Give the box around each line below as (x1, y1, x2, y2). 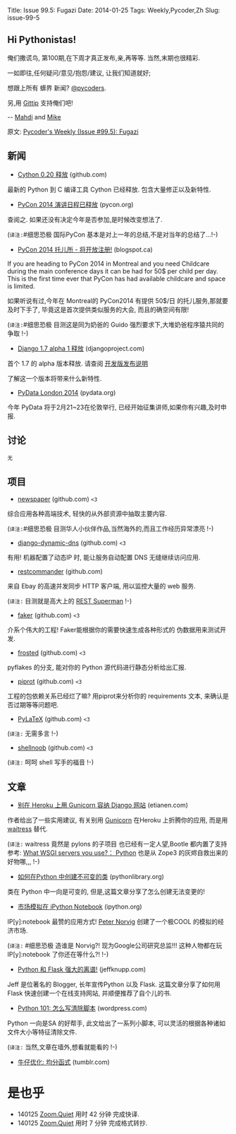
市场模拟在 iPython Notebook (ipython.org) (17, 902, 142, 911)
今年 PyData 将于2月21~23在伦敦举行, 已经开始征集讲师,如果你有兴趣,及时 (7, 403, 221, 411)
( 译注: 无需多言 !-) (7, 729, 58, 738)
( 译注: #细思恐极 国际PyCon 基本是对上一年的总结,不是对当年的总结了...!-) (7, 230, 218, 239)
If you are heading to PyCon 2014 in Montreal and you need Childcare (7, 259, 210, 268)
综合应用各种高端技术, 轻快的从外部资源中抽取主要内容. (7, 509, 168, 518)
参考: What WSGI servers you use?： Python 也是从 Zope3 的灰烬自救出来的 (7, 849, 228, 857)
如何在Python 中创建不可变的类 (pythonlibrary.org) (17, 873, 164, 881)
